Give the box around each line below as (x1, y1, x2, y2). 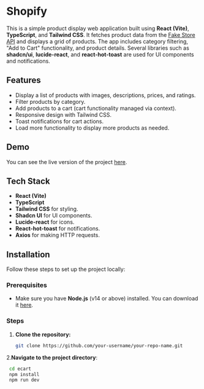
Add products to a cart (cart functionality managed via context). (15, 104, 176, 112)
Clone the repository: (15, 331, 71, 338)
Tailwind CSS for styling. (15, 205, 78, 213)
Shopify (6, 4, 48, 18)
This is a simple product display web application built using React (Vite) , (6, 25, 189, 32)
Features (6, 75, 41, 85)
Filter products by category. (15, 98, 86, 105)
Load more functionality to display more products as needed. (15, 124, 170, 132)
